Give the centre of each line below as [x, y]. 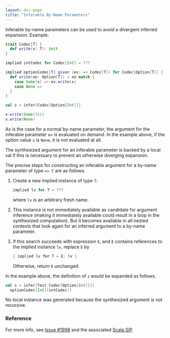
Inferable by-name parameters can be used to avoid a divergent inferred [81, 29]
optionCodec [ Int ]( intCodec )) [41, 290]
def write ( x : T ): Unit [34, 49]
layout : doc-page [24, 10]
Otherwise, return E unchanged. [46, 266]
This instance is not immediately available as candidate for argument [85, 209]
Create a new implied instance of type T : [55, 180]
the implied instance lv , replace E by [51, 247]
